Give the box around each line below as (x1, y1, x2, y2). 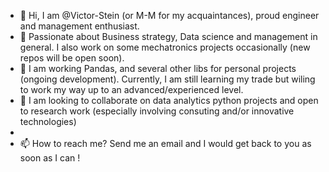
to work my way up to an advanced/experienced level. (19, 84, 244, 95)
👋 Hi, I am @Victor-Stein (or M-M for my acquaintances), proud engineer (19, 10, 320, 21)
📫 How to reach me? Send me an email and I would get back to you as (19, 138, 312, 149)
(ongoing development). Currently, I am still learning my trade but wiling (19, 73, 316, 85)
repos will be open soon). (19, 52, 125, 64)
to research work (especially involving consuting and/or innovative (19, 105, 295, 117)
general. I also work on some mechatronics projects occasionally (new (19, 41, 311, 53)
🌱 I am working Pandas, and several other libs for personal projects (19, 63, 297, 74)
